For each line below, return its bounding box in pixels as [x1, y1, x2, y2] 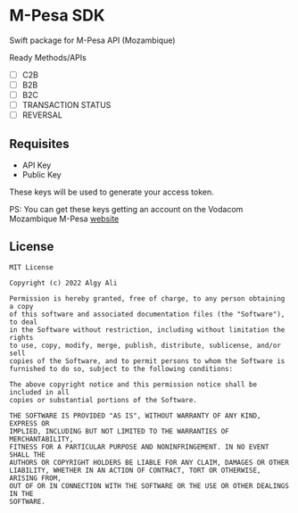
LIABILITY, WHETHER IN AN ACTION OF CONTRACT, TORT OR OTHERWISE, [9, 466, 261, 475]
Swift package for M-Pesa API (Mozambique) [9, 35, 176, 46]
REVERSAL [21, 110, 62, 120]
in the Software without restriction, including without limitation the [9, 325, 286, 335]
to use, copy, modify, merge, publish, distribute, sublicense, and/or [9, 341, 281, 350]
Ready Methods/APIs [9, 52, 87, 62]
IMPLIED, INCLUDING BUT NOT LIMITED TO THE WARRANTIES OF [9, 426, 229, 435]
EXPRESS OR [9, 418, 50, 428]
